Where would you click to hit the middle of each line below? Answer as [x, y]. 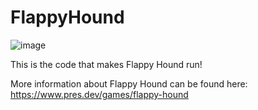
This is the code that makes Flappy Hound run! [106, 64]
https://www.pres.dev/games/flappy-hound [99, 94]
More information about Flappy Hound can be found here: [129, 83]
